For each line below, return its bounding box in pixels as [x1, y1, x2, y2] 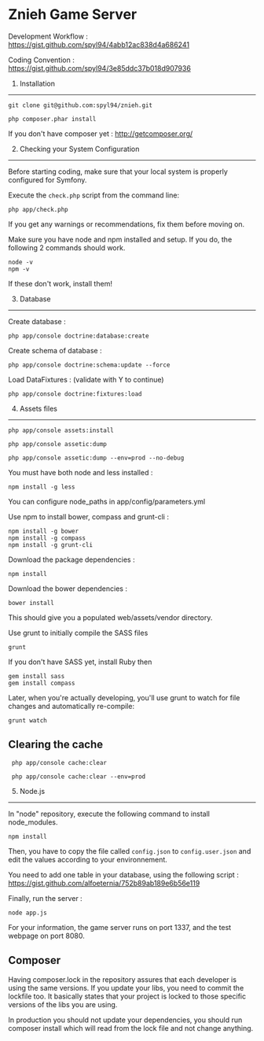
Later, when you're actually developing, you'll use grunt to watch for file [8, 692, 240, 702]
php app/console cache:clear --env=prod [11, 773, 146, 781]
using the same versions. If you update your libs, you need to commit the [8, 983, 244, 992]
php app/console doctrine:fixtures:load [8, 389, 143, 398]
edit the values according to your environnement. [8, 855, 167, 864]
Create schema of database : [8, 345, 102, 355]
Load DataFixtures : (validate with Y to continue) [8, 375, 164, 384]
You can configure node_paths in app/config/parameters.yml [8, 497, 206, 506]
